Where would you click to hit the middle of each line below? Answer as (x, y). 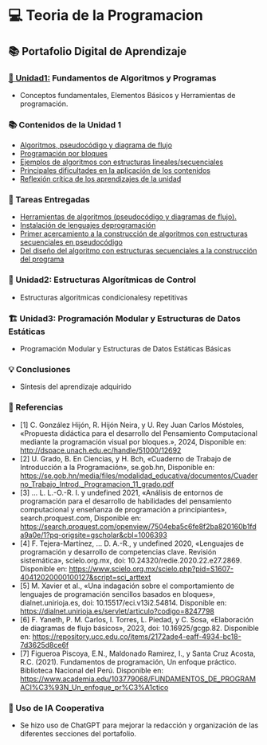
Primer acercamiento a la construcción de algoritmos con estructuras (134, 234)
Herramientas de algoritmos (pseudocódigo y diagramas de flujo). (128, 217)
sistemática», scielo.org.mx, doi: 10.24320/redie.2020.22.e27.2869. (131, 560)
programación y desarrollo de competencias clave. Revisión (118, 551)
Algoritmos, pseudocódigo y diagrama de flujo (96, 145)
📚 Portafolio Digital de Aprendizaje (98, 51)
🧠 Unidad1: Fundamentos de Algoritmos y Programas (112, 78)
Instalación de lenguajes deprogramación (88, 225)
